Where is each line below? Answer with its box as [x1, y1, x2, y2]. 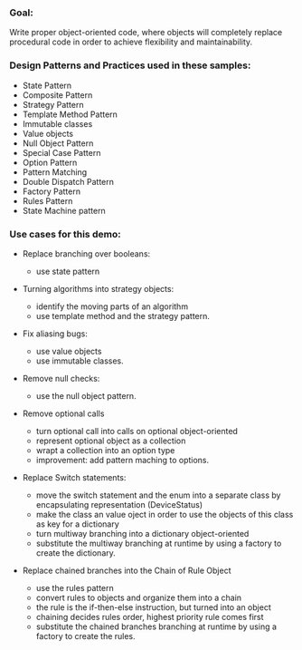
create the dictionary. [35, 547, 116, 558]
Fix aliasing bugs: [22, 328, 88, 339]
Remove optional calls [22, 408, 105, 419]
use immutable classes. [35, 355, 124, 366]
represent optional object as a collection [35, 435, 186, 446]
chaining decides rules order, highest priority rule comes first [35, 611, 264, 622]
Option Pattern [22, 157, 78, 168]
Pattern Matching [22, 166, 88, 178]
